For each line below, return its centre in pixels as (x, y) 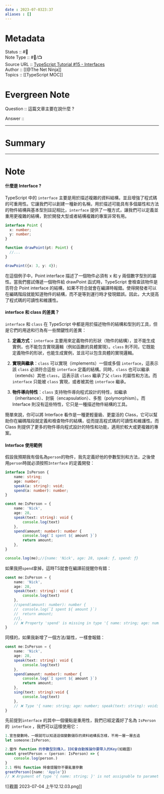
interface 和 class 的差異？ (32, 312)
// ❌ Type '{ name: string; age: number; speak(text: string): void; (86, 706)
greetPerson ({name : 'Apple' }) (36, 772)
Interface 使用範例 (24, 445)
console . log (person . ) (36, 758)
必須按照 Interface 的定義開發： (63, 463)
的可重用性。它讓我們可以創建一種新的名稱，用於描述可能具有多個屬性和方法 (82, 204)
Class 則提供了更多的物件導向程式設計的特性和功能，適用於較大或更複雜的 (80, 427)
